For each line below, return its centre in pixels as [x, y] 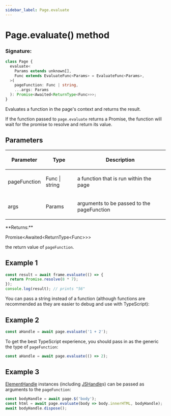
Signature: [19, 51]
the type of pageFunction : [32, 347]
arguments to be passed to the [114, 203]
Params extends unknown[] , [43, 71]
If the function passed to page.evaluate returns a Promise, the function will [83, 119]
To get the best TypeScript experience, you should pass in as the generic [82, 341]
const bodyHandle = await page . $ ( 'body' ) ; [51, 399]
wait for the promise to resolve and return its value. [59, 124]
